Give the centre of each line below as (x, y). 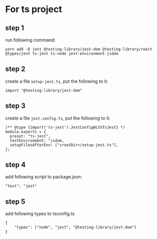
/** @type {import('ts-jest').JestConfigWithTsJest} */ (65, 127)
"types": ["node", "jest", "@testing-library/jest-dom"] (75, 227)
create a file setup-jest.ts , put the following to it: (57, 81)
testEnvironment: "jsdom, (37, 140)
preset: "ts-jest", (30, 136)
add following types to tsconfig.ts (40, 214)
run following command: (31, 40)
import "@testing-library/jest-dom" (44, 90)
